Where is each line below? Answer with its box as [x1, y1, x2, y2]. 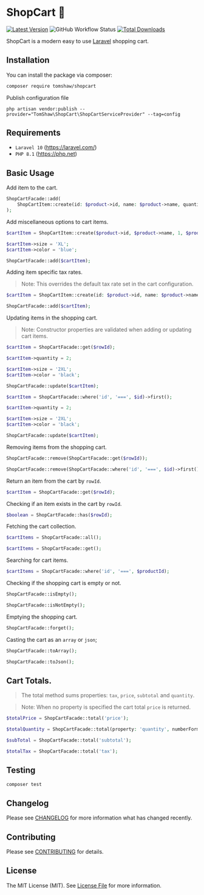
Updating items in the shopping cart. [6, 314, 98, 321]
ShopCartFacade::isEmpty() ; [6, 591, 78, 597]
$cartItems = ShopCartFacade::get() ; [6, 546, 102, 552]
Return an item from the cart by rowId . [6, 477, 101, 485]
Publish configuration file [6, 94, 69, 101]
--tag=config [148, 111, 181, 118]
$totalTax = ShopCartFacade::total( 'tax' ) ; [6, 748, 118, 754]
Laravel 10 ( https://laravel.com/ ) [15, 144, 97, 151]
